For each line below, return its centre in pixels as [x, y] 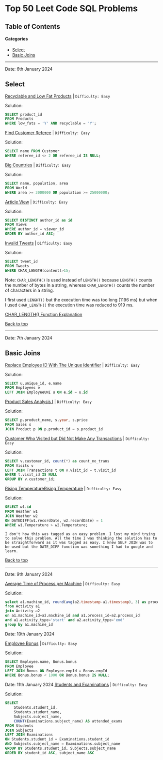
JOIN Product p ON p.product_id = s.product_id [54, 429]
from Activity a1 [23, 606]
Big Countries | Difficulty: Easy [38, 165]
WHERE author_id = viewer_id [34, 229]
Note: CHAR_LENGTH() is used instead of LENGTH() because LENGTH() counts [79, 280]
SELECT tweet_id [21, 261]
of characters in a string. [30, 290]
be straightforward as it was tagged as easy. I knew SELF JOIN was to [79, 542]
